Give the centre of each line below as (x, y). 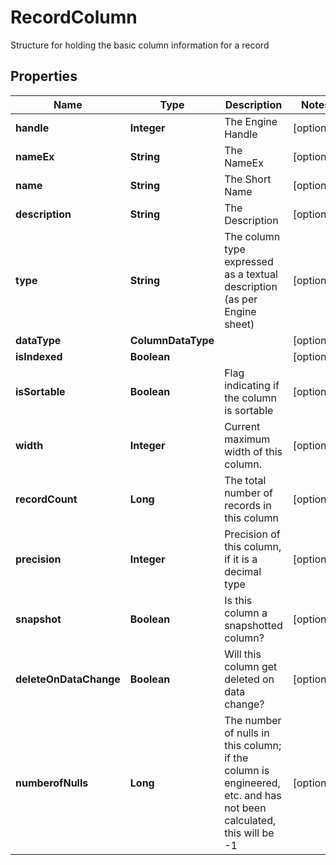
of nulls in (247, 733)
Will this (243, 654)
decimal (243, 571)
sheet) (239, 324)
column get (251, 666)
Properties (44, 76)
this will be (249, 833)
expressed (249, 261)
